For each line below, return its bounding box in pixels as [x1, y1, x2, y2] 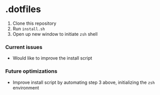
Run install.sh [12, 25, 45, 31]
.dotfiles [5, 4, 42, 15]
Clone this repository [12, 20, 57, 26]
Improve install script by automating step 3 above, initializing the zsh [12, 79, 155, 85]
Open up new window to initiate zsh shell [12, 31, 98, 37]
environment [12, 84, 39, 90]
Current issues [5, 43, 43, 51]
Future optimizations [5, 68, 58, 75]
